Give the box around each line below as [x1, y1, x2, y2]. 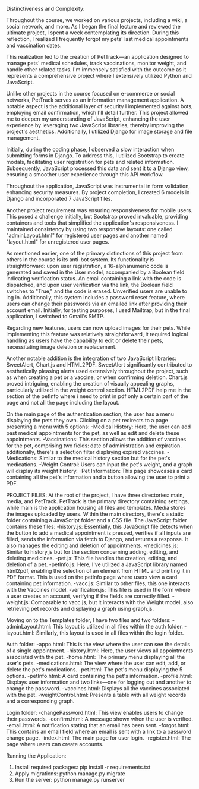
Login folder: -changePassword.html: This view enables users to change [6, 709, 184, 716]
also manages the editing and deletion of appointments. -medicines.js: [6, 542, 179, 549]
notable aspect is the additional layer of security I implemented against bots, [6, 103, 193, 109]
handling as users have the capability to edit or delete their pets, [6, 337, 163, 344]
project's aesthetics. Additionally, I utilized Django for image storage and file [6, 128, 193, 135]
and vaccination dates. [6, 42, 62, 49]
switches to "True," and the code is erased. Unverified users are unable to [6, 288, 187, 295]
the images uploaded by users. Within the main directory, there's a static [6, 510, 184, 517]
